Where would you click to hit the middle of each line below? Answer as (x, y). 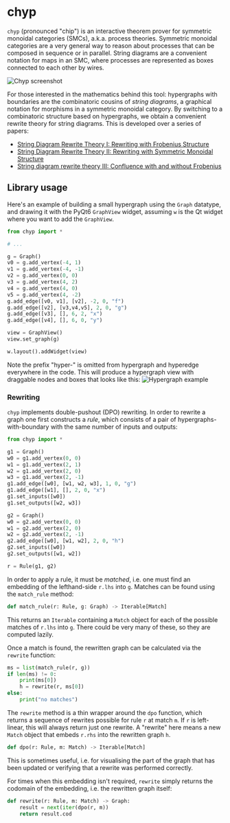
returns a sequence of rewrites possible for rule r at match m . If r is (102, 720)
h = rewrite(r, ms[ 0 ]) (52, 687)
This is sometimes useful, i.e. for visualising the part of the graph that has (111, 760)
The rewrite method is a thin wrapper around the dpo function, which (105, 712)
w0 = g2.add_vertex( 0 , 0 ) (44, 522)
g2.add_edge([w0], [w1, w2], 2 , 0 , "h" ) (66, 541)
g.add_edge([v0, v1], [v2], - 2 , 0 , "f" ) (66, 301)
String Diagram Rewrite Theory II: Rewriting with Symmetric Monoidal (115, 151)
